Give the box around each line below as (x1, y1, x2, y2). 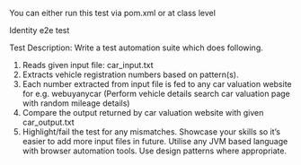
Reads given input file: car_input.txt (22, 60, 155, 70)
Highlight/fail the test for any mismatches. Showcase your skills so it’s (22, 126, 281, 137)
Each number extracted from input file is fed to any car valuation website (22, 79, 292, 89)
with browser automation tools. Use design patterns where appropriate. (22, 145, 288, 156)
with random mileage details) (22, 98, 130, 109)
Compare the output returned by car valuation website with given (22, 108, 264, 117)
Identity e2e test (9, 25, 70, 35)
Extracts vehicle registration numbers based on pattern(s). (22, 69, 239, 80)
